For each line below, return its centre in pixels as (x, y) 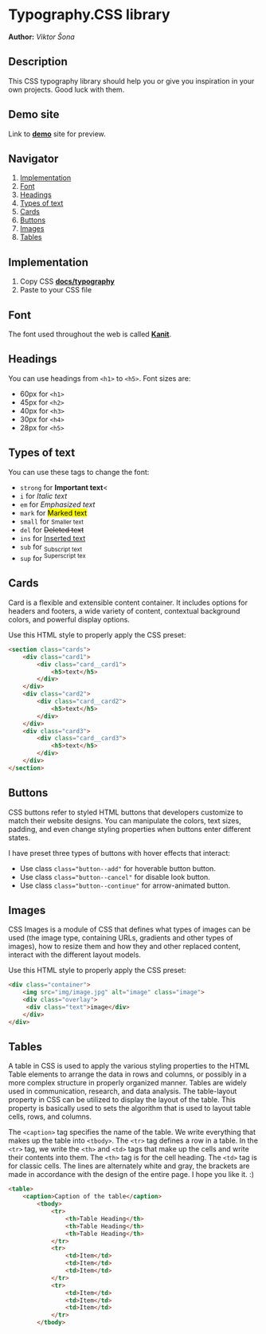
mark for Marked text (53, 512)
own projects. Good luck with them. (66, 89)
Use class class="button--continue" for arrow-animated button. (125, 885)
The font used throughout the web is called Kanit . (90, 334)
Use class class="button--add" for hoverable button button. (118, 868)
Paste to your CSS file (56, 290)
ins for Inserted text (53, 538)
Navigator (33, 158)
